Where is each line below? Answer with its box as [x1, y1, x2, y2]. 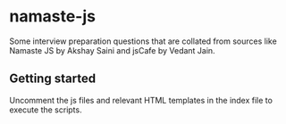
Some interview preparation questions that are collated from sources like [9, 36, 277, 46]
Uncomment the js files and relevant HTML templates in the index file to [9, 95, 273, 105]
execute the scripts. [9, 104, 82, 115]
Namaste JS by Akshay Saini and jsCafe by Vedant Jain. [9, 45, 216, 55]
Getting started [9, 71, 97, 87]
